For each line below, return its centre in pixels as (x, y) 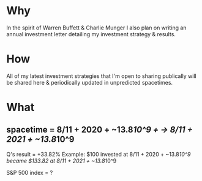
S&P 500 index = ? (30, 172)
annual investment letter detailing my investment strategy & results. (91, 34)
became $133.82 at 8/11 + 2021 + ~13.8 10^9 (62, 161)
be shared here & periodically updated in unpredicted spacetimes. (90, 82)
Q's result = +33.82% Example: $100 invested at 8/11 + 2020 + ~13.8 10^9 (99, 154)
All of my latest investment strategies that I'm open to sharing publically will (102, 76)
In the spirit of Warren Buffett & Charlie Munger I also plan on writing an (96, 28)
